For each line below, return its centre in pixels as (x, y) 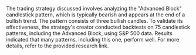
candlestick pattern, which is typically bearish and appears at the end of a (96, 15)
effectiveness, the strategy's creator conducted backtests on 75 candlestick (98, 27)
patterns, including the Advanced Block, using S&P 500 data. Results (89, 33)
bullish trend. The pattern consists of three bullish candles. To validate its (94, 21)
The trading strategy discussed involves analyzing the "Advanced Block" (94, 8)
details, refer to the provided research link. (58, 46)
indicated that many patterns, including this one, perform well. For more (93, 39)
